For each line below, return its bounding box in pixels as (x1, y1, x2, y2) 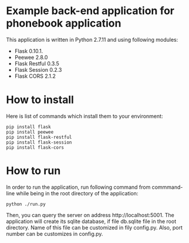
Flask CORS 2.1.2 (14, 72, 56, 79)
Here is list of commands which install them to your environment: (6, 112, 163, 119)
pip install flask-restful (6, 134, 72, 140)
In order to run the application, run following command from (6, 184, 151, 191)
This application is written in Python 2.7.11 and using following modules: (6, 36, 178, 43)
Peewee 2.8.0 (14, 54, 48, 61)
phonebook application (6, 16, 122, 30)
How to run (6, 164, 61, 178)
